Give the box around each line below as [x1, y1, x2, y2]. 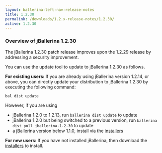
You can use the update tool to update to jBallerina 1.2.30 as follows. [5, 64, 145, 70]
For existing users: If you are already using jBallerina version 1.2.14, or [5, 73, 149, 79]
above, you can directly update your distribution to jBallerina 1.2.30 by [5, 78, 148, 84]
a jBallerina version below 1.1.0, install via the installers [12, 128, 123, 134]
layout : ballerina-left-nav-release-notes [5, 7, 94, 12]
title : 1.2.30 [5, 12, 35, 17]
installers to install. [5, 143, 44, 149]
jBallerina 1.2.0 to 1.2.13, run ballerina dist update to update [12, 112, 138, 118]
